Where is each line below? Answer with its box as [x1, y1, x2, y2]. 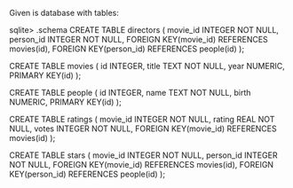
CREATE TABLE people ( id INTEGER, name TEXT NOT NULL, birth [9, 88, 251, 98]
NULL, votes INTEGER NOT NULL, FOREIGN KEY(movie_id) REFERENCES [9, 123, 277, 134]
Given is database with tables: [9, 8, 120, 18]
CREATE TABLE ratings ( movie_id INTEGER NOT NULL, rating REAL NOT [9, 114, 275, 124]
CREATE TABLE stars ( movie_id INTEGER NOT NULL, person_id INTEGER [9, 150, 278, 161]
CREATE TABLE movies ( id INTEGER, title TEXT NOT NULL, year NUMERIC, [9, 61, 286, 71]
